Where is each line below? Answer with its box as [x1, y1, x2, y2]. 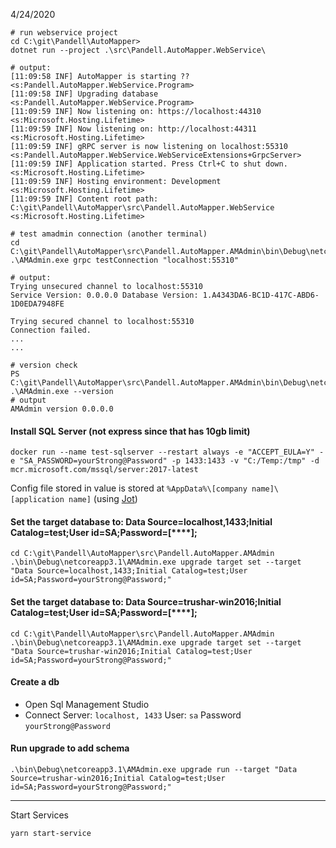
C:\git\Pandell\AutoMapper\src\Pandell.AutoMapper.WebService [10, 203, 275, 213]
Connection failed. [10, 325, 92, 335]
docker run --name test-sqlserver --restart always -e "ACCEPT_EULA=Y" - [10, 447, 325, 458]
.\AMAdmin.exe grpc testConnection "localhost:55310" [10, 255, 240, 265]
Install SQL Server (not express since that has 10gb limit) [10, 425, 251, 437]
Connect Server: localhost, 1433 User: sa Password [24, 709, 242, 721]
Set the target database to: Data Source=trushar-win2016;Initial [10, 596, 282, 608]
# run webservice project [10, 28, 118, 38]
